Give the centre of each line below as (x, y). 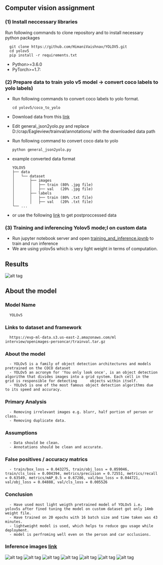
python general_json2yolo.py (42, 150)
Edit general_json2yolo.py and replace (50, 126)
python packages (23, 38)
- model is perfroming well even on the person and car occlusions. (80, 534)
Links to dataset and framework (43, 327)
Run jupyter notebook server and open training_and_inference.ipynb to (83, 238)
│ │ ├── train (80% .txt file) (53, 197)
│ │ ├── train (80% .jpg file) (53, 185)
